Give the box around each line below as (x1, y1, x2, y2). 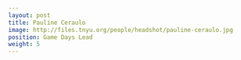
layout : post (8, 11, 51, 19)
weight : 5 (8, 41, 41, 48)
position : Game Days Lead (8, 33, 93, 41)
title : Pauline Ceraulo (8, 19, 86, 26)
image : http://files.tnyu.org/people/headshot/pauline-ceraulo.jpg (8, 26, 234, 34)
